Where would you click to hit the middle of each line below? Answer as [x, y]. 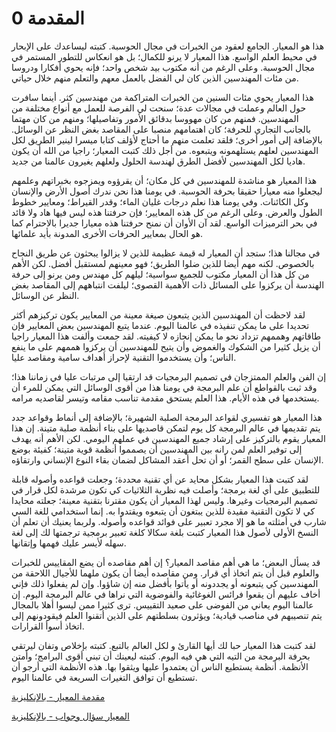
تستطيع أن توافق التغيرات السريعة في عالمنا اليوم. [104, 677]
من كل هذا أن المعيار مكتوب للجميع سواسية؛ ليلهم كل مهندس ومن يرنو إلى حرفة [160, 274]
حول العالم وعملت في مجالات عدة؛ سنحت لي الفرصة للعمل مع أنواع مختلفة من [159, 108]
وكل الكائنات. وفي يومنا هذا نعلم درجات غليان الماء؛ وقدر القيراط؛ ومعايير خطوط [160, 201]
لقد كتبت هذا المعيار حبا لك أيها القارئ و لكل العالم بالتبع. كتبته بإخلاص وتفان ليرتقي [163, 645]
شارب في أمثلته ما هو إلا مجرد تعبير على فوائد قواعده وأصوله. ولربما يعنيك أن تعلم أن [169, 521]
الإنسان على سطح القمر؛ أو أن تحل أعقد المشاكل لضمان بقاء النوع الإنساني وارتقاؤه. [167, 459]
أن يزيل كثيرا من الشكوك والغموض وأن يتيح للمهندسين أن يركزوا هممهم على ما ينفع [166, 346]
